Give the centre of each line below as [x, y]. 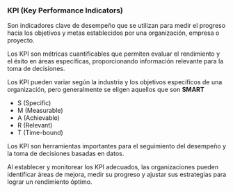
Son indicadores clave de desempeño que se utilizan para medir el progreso [116, 26]
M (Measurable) [40, 111]
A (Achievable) [39, 118]
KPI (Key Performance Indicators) [65, 10]
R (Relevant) [35, 125]
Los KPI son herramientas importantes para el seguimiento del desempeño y [117, 146]
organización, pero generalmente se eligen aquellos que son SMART [106, 90]
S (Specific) [34, 103]
